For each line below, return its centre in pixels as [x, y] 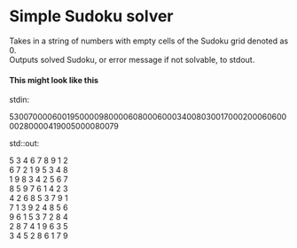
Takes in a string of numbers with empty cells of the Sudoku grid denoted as [149, 41]
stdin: [20, 100]
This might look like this [54, 80]
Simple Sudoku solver [92, 16]
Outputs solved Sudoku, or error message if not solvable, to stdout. [132, 59]
